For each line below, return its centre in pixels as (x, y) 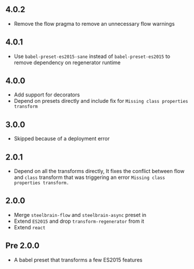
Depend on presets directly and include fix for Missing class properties (101, 101)
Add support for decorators (47, 95)
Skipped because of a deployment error (62, 139)
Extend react (30, 227)
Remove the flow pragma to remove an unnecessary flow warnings (94, 23)
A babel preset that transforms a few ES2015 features (78, 260)
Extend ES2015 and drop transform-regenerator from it (79, 221)
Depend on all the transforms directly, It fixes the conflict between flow (99, 171)
